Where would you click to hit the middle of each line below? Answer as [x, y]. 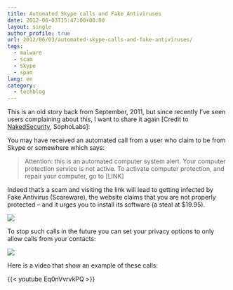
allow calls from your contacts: [52, 239]
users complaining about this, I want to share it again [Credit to [98, 119]
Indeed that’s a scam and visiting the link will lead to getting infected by [111, 190]
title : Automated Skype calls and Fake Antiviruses [84, 14]
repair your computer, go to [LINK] [74, 177]
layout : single [29, 27]
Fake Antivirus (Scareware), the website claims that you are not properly [112, 198]
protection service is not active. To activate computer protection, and [124, 169]
